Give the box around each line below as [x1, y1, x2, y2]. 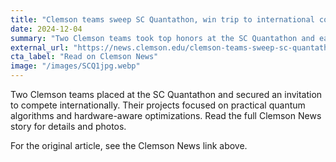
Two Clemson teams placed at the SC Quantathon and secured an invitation [10, 89, 323, 100]
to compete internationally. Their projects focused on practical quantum [10, 99, 306, 111]
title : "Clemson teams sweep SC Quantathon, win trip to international [10, 14, 315, 25]
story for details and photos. [10, 121, 127, 132]
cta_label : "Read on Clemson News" [10, 52, 159, 62]
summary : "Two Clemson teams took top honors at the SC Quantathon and [10, 33, 315, 43]
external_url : [10, 42, 70, 53]
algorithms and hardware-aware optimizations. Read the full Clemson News [10, 110, 322, 121]
